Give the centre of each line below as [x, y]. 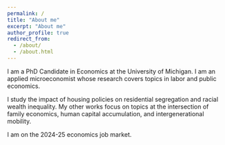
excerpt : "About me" [37, 26]
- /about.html [33, 52]
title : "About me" [33, 20]
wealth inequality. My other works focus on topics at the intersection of [108, 107]
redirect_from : [29, 39]
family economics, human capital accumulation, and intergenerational [106, 113]
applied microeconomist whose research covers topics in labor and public [112, 78]
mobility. [19, 121]
